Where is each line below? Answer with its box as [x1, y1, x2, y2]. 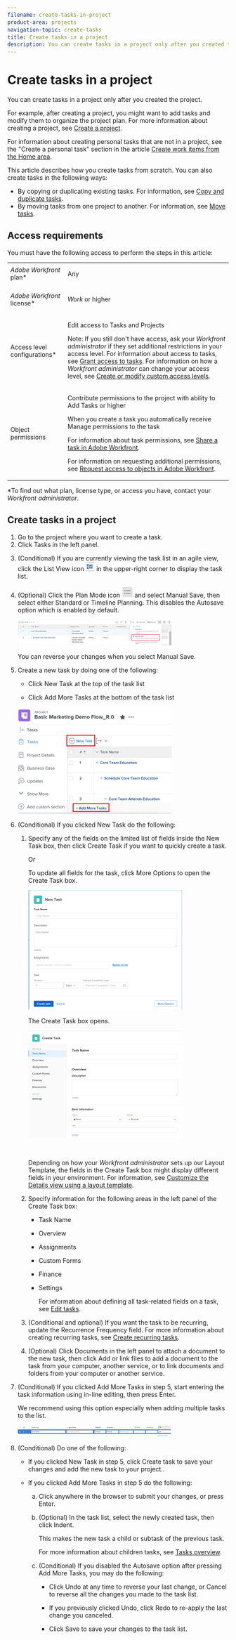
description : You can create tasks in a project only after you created [7, 41, 225, 48]
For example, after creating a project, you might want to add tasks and [7, 109, 211, 117]
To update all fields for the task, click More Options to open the [27, 868, 211, 877]
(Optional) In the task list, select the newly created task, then [38, 1513, 214, 1521]
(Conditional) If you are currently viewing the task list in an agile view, [17, 553, 219, 562]
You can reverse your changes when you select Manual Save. [17, 652, 197, 660]
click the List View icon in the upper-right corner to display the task [17, 564, 223, 572]
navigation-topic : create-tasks [7, 26, 102, 33]
